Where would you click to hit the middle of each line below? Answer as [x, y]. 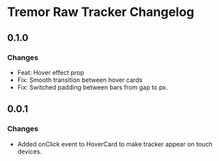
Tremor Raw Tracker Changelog [101, 12]
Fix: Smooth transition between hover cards [80, 80]
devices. [30, 151]
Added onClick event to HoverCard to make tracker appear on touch [115, 144]
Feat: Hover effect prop [51, 72]
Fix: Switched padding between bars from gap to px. [92, 87]
